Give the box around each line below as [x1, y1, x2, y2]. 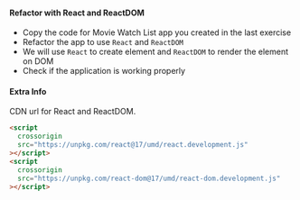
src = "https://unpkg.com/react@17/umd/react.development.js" [17, 141, 248, 150]
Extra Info [9, 86, 47, 96]
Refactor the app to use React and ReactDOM [22, 37, 183, 48]
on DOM [22, 56, 54, 67]
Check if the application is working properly [22, 66, 186, 77]
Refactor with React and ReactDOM [9, 7, 145, 18]
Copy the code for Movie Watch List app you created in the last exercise [22, 27, 292, 38]
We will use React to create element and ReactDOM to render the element [22, 46, 289, 58]
